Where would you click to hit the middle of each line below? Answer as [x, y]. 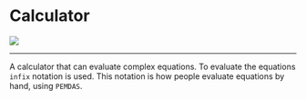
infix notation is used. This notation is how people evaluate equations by [147, 76]
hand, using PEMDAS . [46, 85]
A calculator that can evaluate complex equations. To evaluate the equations [153, 66]
